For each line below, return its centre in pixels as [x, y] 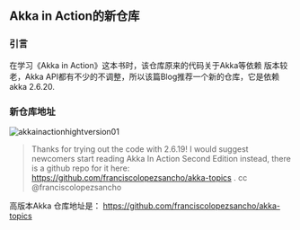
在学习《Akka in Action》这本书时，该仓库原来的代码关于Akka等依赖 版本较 [149, 65]
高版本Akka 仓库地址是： [55, 206]
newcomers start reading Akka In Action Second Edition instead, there [161, 158]
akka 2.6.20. [32, 86]
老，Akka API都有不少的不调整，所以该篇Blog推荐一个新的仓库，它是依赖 [145, 76]
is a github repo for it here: [80, 168]
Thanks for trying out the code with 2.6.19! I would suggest [140, 149]
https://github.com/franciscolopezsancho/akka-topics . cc [139, 177]
